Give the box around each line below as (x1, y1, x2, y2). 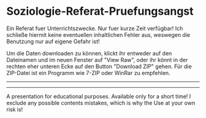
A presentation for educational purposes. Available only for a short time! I (6, 92, 191, 100)
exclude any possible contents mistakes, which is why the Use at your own (6, 99, 196, 106)
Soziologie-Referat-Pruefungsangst (6, 4, 194, 18)
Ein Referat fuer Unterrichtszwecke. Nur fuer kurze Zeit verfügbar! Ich (6, 25, 183, 32)
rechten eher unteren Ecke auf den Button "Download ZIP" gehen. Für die (6, 63, 192, 70)
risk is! (6, 106, 23, 113)
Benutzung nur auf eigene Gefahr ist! (6, 37, 100, 45)
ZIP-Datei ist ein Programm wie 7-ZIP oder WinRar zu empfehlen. (6, 69, 170, 76)
